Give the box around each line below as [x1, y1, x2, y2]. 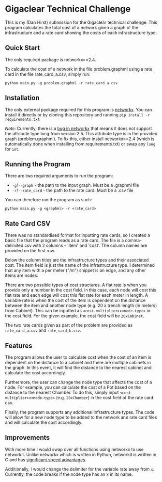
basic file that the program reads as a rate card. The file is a [5, 238, 124, 243]
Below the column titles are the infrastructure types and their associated [5, 257, 149, 263]
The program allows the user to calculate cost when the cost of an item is [5, 354, 151, 360]
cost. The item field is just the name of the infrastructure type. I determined [5, 262, 155, 268]
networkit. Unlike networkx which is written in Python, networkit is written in [5, 451, 157, 457]
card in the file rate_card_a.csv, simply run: [5, 71, 90, 77]
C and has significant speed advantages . [5, 457, 87, 463]
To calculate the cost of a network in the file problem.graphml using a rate [5, 66, 152, 72]
